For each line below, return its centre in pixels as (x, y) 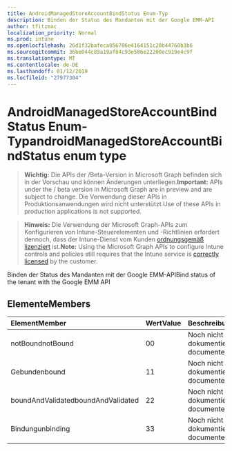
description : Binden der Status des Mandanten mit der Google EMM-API (111, 20)
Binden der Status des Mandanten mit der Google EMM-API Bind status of (112, 275)
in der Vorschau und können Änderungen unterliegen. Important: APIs (123, 182)
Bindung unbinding (40, 429)
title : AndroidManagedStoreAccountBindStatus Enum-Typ (88, 13)
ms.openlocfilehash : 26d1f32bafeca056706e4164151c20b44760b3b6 (100, 46)
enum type (95, 156)
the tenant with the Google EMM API (59, 282)
